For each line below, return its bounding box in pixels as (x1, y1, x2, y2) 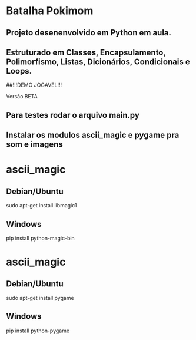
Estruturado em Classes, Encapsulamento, (6, 47, 166, 57)
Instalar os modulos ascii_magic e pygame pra (6, 130, 180, 140)
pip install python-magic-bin (6, 235, 75, 242)
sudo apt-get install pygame (6, 294, 75, 301)
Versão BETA (6, 93, 38, 100)
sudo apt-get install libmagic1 (6, 202, 77, 209)
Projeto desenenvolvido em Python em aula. (6, 28, 172, 38)
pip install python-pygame (6, 327, 69, 334)
